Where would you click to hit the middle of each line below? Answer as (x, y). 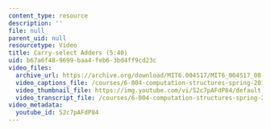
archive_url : (38, 75)
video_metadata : (35, 105)
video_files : (30, 68)
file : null (27, 30)
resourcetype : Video (43, 46)
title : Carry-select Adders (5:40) (68, 53)
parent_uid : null (38, 38)
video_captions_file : (52, 83)
